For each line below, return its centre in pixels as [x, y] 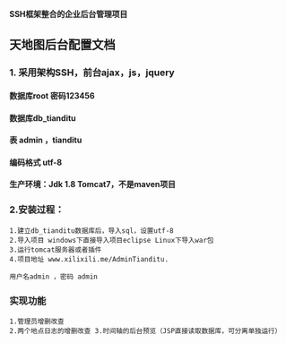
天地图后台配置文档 [62, 45]
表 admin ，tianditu [46, 140]
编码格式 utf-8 [36, 162]
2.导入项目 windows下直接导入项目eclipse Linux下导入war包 [112, 240]
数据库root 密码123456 [52, 95]
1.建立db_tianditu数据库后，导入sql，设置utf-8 [92, 231]
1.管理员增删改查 [37, 322]
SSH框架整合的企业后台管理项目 [69, 14]
